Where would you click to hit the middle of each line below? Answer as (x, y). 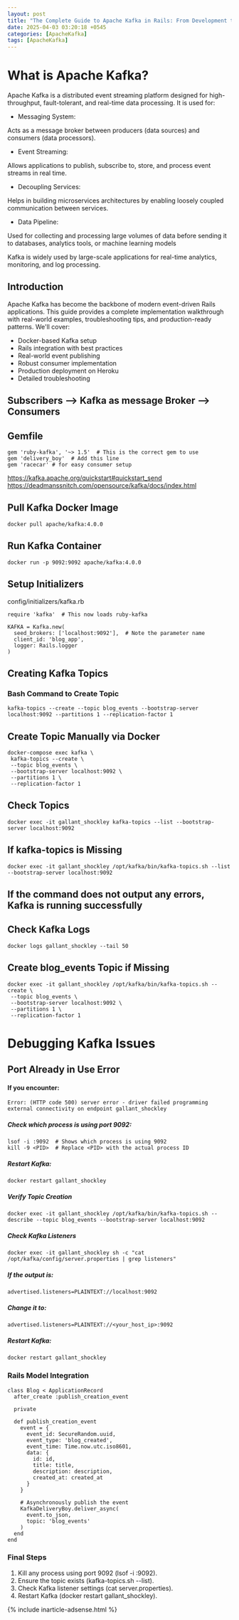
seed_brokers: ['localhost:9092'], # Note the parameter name (109, 633)
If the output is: (31, 1274)
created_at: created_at (68, 1477)
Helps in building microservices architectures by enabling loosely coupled (116, 201)
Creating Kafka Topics (58, 673)
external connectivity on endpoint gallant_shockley (87, 1109)
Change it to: (27, 1307)
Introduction (36, 287)
